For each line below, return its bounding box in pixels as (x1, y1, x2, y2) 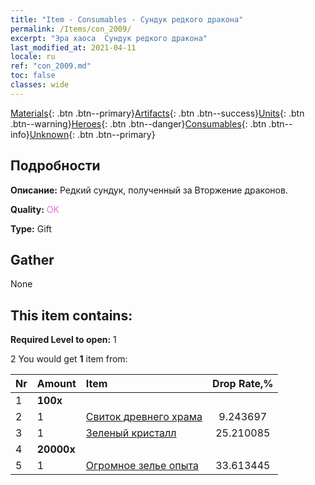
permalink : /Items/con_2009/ (10, 24, 132, 34)
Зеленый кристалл (85, 426, 177, 440)
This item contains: (10, 307, 133, 324)
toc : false (10, 71, 56, 81)
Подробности (10, 157, 101, 175)
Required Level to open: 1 (10, 334, 117, 346)
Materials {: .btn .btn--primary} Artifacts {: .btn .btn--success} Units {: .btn (10, 107, 305, 119)
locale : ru (10, 52, 56, 62)
